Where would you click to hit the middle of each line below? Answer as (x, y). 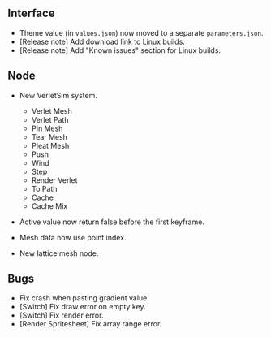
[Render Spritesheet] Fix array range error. (90, 324)
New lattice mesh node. (59, 253)
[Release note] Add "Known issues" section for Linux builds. (120, 50)
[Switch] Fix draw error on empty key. (82, 307)
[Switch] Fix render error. (61, 315)
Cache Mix (49, 205)
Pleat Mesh (50, 145)
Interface (31, 13)
